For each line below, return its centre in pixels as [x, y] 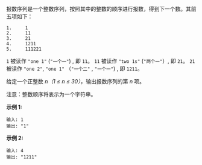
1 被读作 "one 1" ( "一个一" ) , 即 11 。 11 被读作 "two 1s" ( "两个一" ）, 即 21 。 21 [101, 61]
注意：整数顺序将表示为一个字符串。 [51, 94]
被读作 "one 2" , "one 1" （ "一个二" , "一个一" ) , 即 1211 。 [74, 69]
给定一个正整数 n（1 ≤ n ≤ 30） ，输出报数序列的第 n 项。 [76, 81]
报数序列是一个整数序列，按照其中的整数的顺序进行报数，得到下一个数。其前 [101, 9]
